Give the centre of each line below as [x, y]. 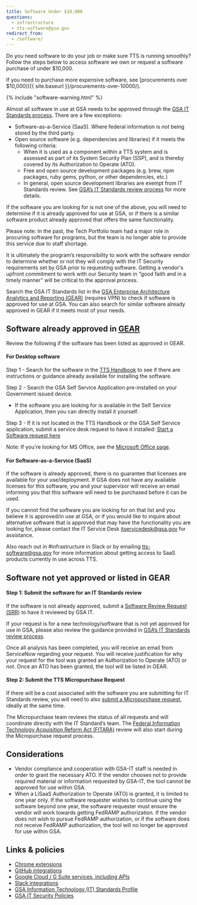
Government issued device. [39, 394]
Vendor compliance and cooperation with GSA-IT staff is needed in [96, 769]
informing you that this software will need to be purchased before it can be [96, 492]
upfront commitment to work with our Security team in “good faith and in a [96, 274]
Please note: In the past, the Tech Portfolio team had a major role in [88, 231]
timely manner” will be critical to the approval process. [72, 280]
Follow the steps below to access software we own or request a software [95, 62]
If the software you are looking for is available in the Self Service [93, 406]
